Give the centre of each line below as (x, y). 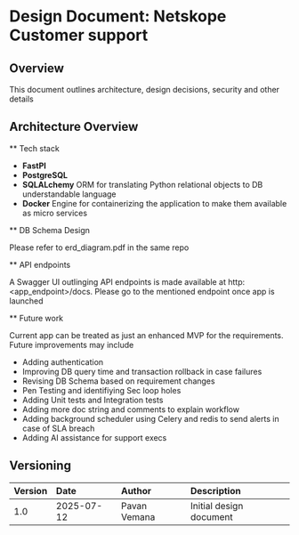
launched (26, 301)
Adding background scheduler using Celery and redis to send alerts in (150, 418)
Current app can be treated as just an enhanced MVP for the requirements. (146, 335)
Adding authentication (63, 361)
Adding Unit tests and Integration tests (93, 400)
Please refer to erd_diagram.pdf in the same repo (99, 247)
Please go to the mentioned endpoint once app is (185, 291)
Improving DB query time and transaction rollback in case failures (142, 371)
